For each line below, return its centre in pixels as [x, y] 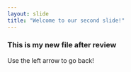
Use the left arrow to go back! [51, 60]
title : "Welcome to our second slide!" [66, 20]
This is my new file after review [62, 45]
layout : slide [28, 14]
